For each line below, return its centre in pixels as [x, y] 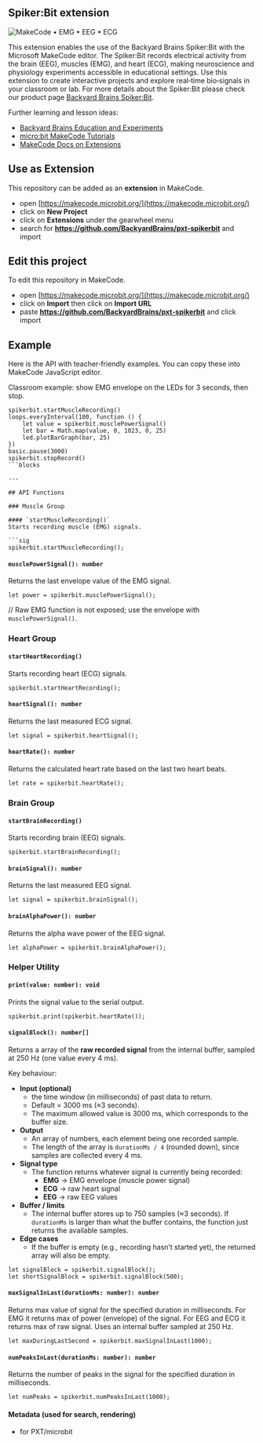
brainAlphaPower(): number [52, 916]
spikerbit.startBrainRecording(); [65, 852]
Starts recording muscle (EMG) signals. [75, 527]
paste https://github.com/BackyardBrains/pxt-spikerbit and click [128, 312]
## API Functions [37, 493]
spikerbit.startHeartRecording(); [65, 688]
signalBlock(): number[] [49, 1033]
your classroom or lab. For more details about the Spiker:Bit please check [127, 89]
